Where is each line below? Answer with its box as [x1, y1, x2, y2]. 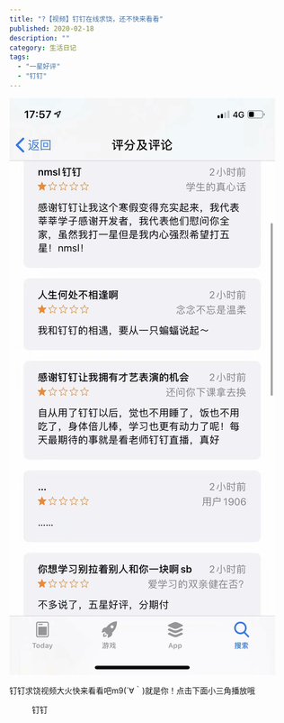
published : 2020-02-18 [9, 23, 94, 33]
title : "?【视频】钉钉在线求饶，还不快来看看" [9, 14, 164, 23]
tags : [9, 52, 30, 62]
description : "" [9, 33, 70, 42]
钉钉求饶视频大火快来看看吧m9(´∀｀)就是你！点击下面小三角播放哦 [9, 685, 256, 696]
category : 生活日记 [9, 43, 77, 52]
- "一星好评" [17, 62, 61, 71]
